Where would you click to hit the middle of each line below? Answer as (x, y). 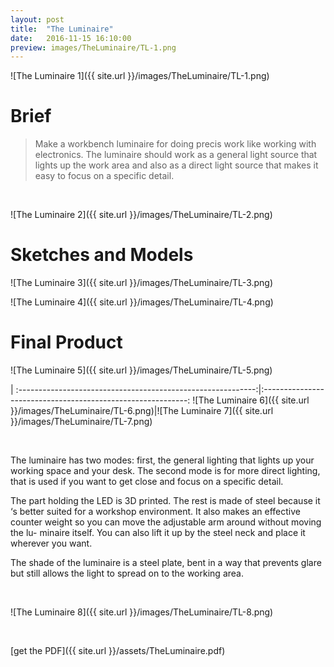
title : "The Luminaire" (62, 29)
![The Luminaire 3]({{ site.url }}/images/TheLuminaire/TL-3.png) (142, 283)
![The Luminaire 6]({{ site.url (251, 400)
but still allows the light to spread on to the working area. (127, 573)
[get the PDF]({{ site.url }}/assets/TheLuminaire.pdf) (118, 651)
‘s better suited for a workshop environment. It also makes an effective (155, 512)
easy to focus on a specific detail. (104, 176)
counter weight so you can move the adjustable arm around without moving (166, 522)
